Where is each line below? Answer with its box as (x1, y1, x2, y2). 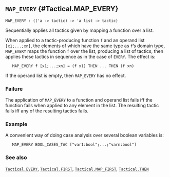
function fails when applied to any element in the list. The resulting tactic (5, 103, 159, 109)
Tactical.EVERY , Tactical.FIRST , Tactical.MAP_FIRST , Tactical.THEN (5, 166, 149, 172)
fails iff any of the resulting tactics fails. (5, 108, 89, 114)
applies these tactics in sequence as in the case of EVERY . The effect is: (5, 53, 156, 60)
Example (5, 121, 28, 128)
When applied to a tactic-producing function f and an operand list (5, 37, 145, 43)
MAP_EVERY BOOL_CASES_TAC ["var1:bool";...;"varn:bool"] (12, 142, 137, 147)
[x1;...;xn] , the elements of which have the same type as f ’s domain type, (5, 43, 165, 49)
